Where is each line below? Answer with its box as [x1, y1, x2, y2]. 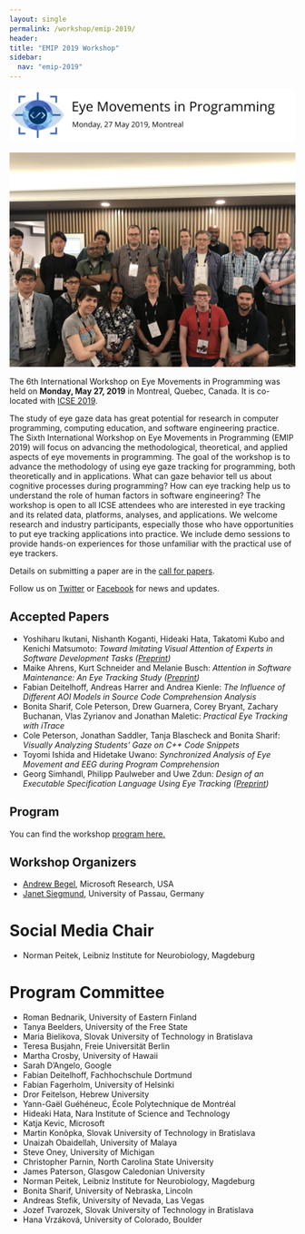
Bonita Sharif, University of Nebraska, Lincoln [22, 1185, 193, 1197]
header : [9, 34, 39, 43]
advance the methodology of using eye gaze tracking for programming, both [9, 461, 296, 472]
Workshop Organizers [9, 855, 137, 870]
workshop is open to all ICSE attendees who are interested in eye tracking [9, 499, 286, 510]
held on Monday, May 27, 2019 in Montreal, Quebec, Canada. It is [9, 386, 256, 397]
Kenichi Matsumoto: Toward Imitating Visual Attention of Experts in [22, 642, 274, 653]
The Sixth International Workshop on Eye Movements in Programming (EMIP [9, 432, 294, 443]
